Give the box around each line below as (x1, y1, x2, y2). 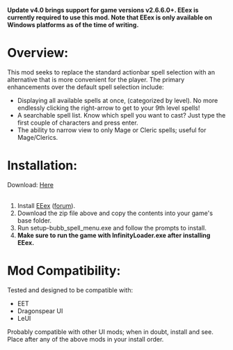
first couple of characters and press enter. (17, 118, 138, 127)
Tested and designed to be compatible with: (7, 285, 134, 294)
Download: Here (7, 180, 54, 189)
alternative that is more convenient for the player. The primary (7, 75, 185, 83)
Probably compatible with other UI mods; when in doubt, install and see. (7, 327, 214, 336)
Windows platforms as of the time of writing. (7, 21, 139, 29)
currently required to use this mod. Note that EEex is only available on (7, 13, 212, 22)
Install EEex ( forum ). (17, 201, 75, 209)
